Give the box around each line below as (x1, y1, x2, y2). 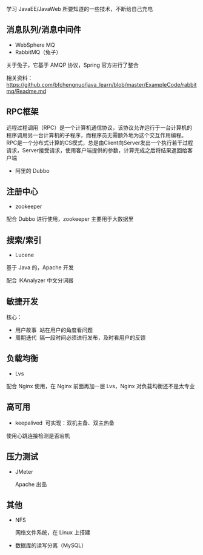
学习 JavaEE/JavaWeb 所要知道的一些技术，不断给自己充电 (6, 5, 153, 12)
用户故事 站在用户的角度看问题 (15, 326, 93, 334)
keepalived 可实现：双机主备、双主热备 (15, 419, 115, 426)
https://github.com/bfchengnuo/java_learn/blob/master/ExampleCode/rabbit (6, 81, 197, 88)
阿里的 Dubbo (15, 167, 50, 174)
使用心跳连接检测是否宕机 (6, 432, 70, 439)
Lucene (15, 251, 35, 259)
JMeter (15, 468, 33, 475)
